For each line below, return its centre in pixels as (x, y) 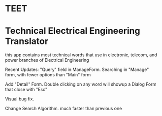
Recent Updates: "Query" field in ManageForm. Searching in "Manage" (77, 70)
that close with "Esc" (26, 90)
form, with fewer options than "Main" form (48, 75)
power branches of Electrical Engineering (47, 60)
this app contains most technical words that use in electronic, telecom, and (81, 55)
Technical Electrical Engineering (73, 31)
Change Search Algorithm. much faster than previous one (64, 109)
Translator (27, 41)
